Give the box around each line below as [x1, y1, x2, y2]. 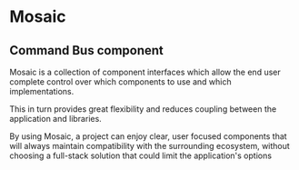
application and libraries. [9, 114, 102, 124]
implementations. [9, 86, 75, 96]
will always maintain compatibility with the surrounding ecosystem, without [9, 141, 291, 151]
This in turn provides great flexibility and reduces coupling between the [9, 104, 277, 115]
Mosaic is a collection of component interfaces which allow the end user [9, 66, 281, 77]
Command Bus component [9, 43, 164, 58]
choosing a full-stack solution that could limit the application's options [9, 150, 273, 161]
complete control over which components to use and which [9, 76, 232, 87]
